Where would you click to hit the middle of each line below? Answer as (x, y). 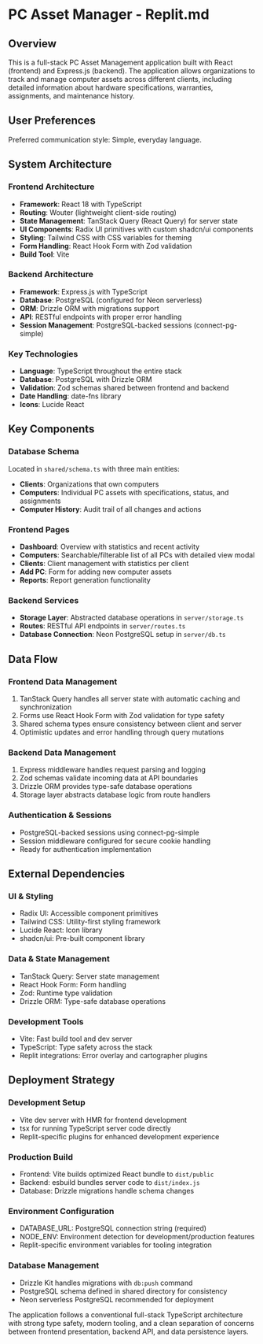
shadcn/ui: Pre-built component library (82, 939)
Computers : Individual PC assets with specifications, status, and (124, 492)
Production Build (40, 1157)
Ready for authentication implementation (85, 849)
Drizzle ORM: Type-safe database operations (93, 1001)
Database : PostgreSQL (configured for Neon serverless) (111, 300)
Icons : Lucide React (52, 405)
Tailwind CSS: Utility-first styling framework (90, 922)
